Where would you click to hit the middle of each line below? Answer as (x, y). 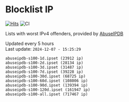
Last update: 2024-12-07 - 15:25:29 (43, 49)
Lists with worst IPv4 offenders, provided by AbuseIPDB (64, 33)
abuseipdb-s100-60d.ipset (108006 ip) (47, 80)
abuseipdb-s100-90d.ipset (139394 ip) (47, 85)
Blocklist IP (29, 9)
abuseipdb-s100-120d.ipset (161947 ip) (48, 90)
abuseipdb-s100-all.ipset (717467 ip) (47, 94)
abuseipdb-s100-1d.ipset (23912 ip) (44, 58)
